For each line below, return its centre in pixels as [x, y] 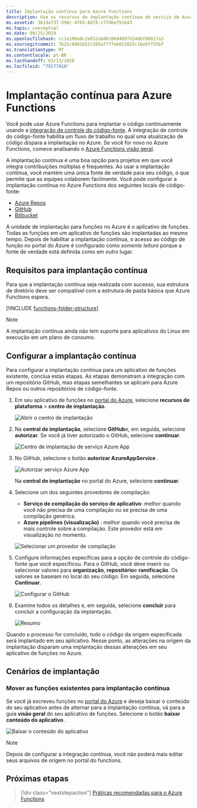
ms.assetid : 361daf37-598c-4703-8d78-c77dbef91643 [69, 22]
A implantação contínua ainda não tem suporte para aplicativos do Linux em [98, 331]
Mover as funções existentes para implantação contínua [88, 688]
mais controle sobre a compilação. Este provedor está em [93, 528]
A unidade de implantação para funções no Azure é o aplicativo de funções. [98, 227]
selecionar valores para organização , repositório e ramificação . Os [96, 570]
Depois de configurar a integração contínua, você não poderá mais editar [95, 754]
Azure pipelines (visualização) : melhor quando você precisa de [102, 522]
